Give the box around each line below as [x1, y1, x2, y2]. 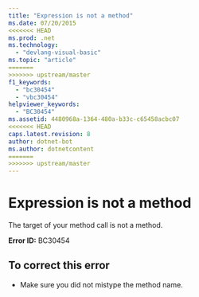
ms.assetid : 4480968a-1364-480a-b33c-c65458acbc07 [8, 115, 180, 123]
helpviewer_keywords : [8, 100, 80, 108]
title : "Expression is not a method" [8, 11, 134, 20]
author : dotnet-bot [8, 137, 73, 146]
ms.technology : [8, 41, 59, 49]
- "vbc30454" [15, 93, 59, 101]
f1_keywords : [8, 78, 52, 86]
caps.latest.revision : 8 [8, 130, 91, 138]
